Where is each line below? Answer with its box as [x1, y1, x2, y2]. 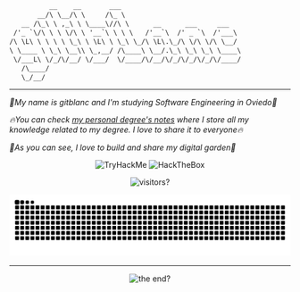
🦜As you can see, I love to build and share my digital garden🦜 [9, 142, 237, 153]
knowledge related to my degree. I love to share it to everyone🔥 [9, 124, 244, 135]
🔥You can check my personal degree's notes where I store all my [9, 114, 250, 125]
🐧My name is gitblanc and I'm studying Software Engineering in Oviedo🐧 [9, 97, 278, 107]
